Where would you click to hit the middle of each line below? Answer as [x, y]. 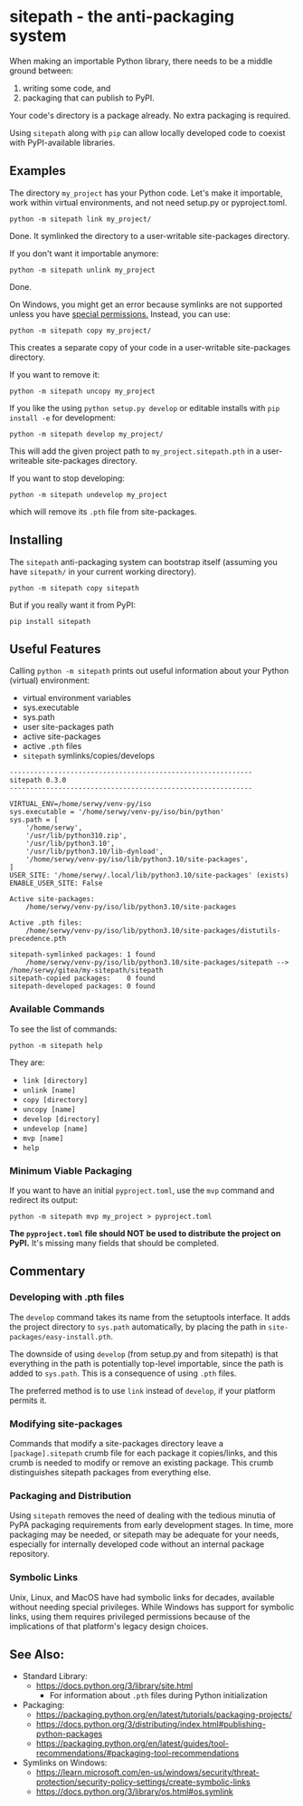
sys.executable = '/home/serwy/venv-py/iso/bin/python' [117, 812]
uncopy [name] [49, 1110]
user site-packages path [68, 727]
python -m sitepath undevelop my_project [89, 495]
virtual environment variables [76, 698]
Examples [38, 171]
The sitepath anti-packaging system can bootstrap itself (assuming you [143, 562]
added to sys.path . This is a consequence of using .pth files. [123, 1373]
